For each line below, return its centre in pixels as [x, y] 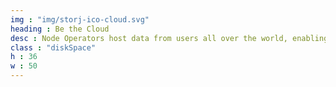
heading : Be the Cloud [60, 29]
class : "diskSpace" [53, 47]
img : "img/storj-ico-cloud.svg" [80, 19]
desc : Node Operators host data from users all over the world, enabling [169, 38]
